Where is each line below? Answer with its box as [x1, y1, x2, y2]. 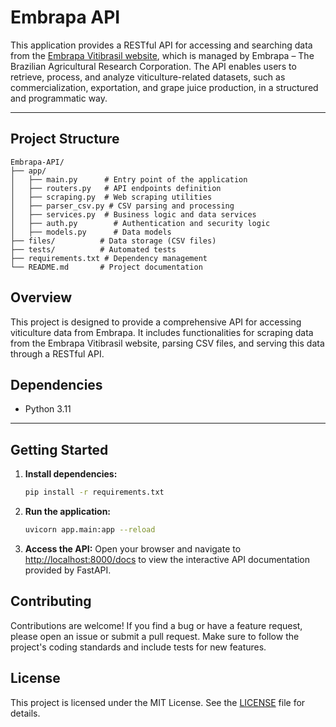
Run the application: [24, 506, 112, 518]
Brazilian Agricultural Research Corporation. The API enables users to [10, 60, 297, 72]
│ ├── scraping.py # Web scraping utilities [10, 192, 213, 202]
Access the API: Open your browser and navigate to [24, 542, 242, 555]
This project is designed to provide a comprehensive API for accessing [10, 316, 302, 328]
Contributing [10, 593, 92, 610]
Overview [10, 289, 73, 306]
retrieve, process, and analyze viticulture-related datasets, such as [10, 71, 286, 83]
